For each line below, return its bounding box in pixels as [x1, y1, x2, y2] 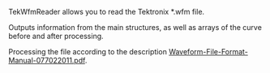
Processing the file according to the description [8, 47, 168, 56]
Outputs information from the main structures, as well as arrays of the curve [8, 23, 262, 32]
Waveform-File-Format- [169, 47, 249, 56]
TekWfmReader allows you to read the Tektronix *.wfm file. [8, 7, 205, 16]
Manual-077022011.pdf [8, 56, 85, 65]
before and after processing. [8, 32, 104, 41]
